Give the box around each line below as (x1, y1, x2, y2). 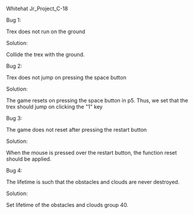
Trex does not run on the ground (6, 28, 85, 35)
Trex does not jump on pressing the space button (6, 74, 126, 81)
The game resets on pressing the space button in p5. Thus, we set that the (6, 97, 189, 104)
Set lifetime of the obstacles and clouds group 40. (6, 202, 129, 208)
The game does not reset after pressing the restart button (6, 126, 147, 133)
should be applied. (6, 155, 52, 162)
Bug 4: (6, 167, 23, 174)
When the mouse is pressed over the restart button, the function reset (6, 149, 177, 156)
